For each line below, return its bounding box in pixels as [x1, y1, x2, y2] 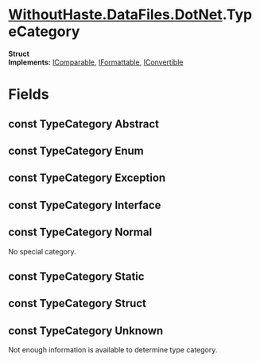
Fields [8, 85, 49, 104]
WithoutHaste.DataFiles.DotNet [8, 6, 223, 24]
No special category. [8, 246, 76, 256]
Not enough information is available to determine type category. [8, 345, 218, 355]
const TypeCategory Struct [8, 297, 147, 310]
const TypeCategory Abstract [8, 117, 160, 131]
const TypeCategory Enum [8, 144, 145, 157]
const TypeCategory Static [8, 270, 145, 283]
